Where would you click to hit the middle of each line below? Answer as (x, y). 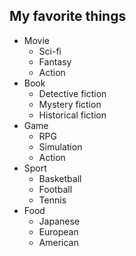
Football (55, 189)
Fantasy (55, 61)
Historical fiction (72, 115)
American (58, 242)
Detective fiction (72, 93)
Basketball (60, 178)
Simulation (60, 146)
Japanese (59, 221)
